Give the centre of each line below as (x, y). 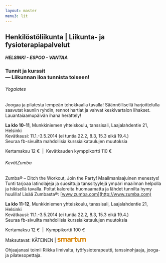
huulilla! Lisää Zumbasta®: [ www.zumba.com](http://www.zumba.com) (78, 194)
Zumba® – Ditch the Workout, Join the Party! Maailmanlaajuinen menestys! (82, 178)
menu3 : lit (17, 16)
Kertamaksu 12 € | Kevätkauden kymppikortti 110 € (58, 151)
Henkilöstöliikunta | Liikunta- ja (55, 37)
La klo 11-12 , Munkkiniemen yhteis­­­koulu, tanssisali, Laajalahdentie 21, (77, 204)
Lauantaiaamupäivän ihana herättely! (43, 115)
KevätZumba (19, 162)
